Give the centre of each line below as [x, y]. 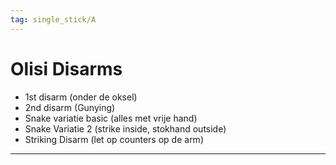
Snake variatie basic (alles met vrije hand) [111, 118]
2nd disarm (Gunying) [70, 107]
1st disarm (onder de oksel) [81, 97]
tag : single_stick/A [53, 19]
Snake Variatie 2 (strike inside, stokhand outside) [125, 128]
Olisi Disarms [66, 68]
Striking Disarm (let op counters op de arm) [114, 139]
